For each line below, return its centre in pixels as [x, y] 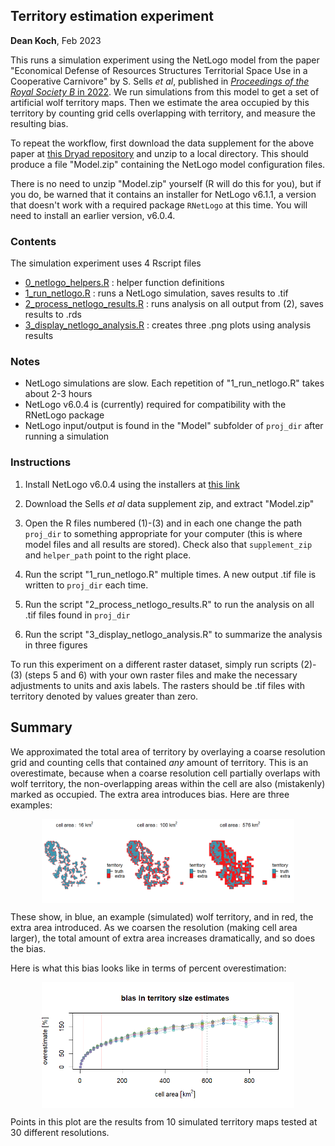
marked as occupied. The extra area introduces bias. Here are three [150, 794]
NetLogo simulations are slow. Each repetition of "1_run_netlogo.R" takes [174, 383]
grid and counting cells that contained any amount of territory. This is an [159, 762]
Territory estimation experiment [112, 16]
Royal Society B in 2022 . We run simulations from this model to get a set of [165, 91]
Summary [41, 727]
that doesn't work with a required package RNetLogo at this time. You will [159, 205]
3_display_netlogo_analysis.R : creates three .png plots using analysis [168, 325]
